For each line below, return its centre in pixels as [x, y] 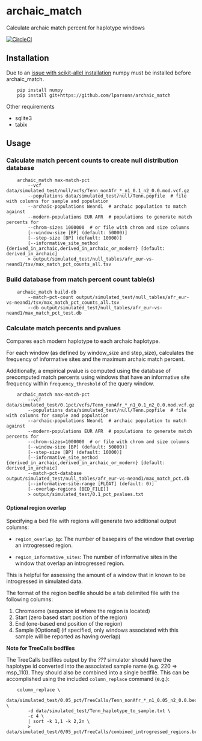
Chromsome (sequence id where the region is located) [82, 611]
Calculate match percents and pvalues [64, 328]
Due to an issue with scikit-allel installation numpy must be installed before [99, 73]
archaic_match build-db [47, 292]
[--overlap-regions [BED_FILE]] [69, 489]
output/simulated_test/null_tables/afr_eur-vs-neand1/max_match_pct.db [98, 479]
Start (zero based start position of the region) [71, 617]
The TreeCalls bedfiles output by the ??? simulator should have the [89, 660]
